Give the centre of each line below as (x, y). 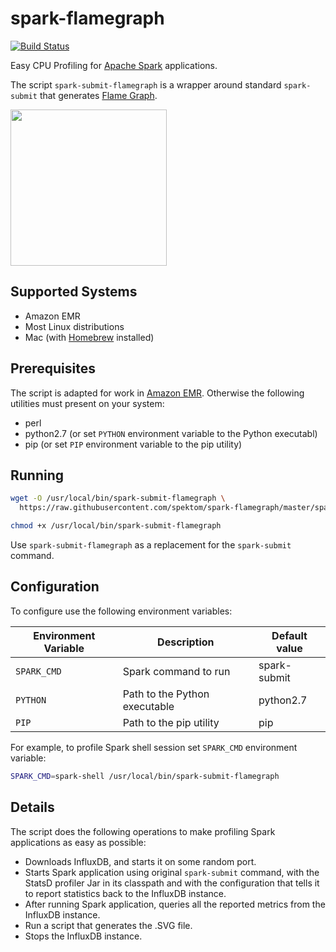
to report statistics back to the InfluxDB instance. (125, 893)
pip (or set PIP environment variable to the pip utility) (133, 444)
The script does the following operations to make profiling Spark (143, 831)
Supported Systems (74, 292)
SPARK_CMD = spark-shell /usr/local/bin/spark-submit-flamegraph (145, 776)
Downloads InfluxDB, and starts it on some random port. (140, 861)
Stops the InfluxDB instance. (83, 936)
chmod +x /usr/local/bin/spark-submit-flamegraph (116, 526)
